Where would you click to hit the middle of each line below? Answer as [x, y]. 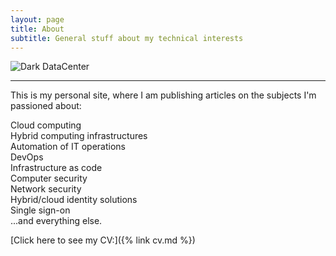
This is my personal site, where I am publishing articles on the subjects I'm [163, 95]
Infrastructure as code [56, 168]
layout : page [37, 19]
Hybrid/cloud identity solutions [74, 200]
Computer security [49, 178]
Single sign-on [40, 210]
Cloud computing [46, 125]
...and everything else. [56, 221]
